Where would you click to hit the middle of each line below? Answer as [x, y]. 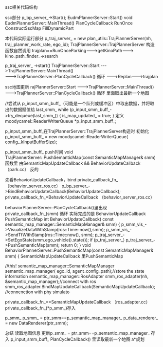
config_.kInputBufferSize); [31, 142]
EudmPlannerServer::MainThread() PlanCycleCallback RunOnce [69, 23]
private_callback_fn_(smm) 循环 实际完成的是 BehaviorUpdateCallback [75, 214]
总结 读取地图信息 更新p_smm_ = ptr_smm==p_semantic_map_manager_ [77, 333]
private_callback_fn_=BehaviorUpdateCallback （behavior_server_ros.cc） [80, 197]
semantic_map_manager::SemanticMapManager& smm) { [63, 224]
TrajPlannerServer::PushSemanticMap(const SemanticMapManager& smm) [80, 157]
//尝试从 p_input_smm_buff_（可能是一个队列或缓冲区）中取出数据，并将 [78, 103]
